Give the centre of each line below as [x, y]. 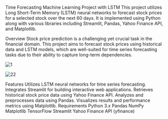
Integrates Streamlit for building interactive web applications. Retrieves [79, 90]
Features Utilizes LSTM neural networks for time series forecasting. [76, 84]
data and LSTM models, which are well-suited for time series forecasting [81, 49]
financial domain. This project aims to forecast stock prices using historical [83, 44]
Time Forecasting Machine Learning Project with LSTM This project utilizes [84, 7]
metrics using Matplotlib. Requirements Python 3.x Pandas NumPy [75, 106]
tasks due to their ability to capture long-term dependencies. [69, 55]
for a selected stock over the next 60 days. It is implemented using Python [83, 18]
